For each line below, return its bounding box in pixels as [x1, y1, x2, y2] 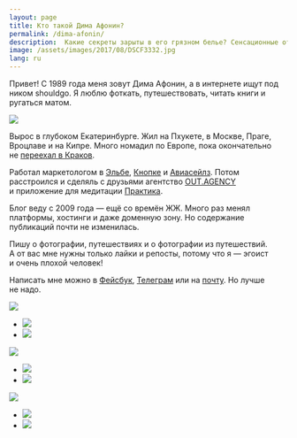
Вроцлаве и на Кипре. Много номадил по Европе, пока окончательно [9, 141, 272, 150]
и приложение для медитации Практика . [9, 186, 164, 196]
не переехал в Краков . [9, 150, 95, 160]
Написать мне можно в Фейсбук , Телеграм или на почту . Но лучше [9, 275, 265, 285]
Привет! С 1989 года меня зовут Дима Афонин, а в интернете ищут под [9, 79, 279, 88]
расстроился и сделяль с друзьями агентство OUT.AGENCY [9, 176, 237, 187]
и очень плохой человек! [9, 257, 103, 268]
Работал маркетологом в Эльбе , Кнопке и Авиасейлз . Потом [9, 167, 240, 177]
